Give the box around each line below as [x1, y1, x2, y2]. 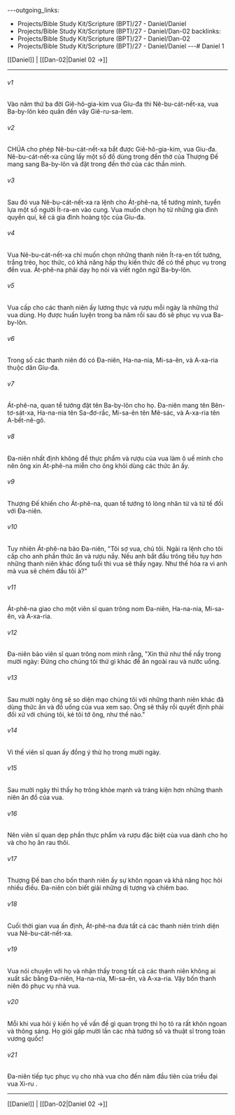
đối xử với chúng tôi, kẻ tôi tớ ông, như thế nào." [7, 710, 145, 719]
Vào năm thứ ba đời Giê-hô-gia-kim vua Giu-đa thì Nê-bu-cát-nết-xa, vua [7, 100, 219, 108]
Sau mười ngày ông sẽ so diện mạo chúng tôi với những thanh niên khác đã [7, 695, 224, 704]
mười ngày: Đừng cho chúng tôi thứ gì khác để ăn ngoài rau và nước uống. [7, 657, 222, 666]
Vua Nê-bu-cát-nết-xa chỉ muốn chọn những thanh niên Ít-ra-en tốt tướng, [7, 251, 222, 259]
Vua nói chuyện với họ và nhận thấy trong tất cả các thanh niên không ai [7, 966, 216, 975]
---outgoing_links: [7, 6, 59, 14]
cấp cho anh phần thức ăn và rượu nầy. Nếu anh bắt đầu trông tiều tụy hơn [7, 552, 222, 561]
